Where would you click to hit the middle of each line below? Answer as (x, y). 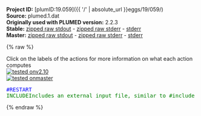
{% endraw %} (25, 107)
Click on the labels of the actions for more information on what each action (99, 59)
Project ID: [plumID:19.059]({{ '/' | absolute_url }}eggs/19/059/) (85, 9)
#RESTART (19, 90)
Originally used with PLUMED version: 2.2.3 (62, 22)
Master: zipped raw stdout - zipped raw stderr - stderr (75, 35)
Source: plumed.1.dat (33, 16)
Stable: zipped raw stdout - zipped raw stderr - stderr (74, 29)
